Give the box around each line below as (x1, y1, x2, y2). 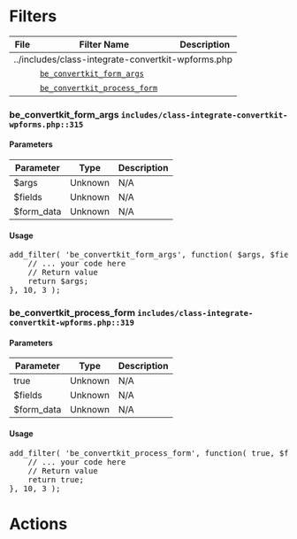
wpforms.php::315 (9, 119, 84, 129)
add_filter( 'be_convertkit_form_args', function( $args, (9, 250, 266, 260)
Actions (9, 513, 68, 534)
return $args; (27, 276, 89, 287)
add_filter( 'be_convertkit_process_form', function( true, (9, 448, 276, 458)
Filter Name (79, 38, 130, 50)
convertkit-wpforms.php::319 (9, 318, 135, 328)
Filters (9, 6, 57, 27)
